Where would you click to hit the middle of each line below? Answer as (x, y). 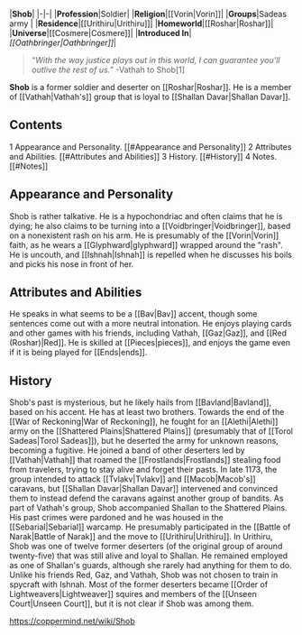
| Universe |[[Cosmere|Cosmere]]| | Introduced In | (101, 33)
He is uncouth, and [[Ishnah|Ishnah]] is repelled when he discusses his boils (151, 254)
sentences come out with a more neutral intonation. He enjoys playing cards (151, 324)
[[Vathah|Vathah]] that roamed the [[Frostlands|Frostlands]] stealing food (145, 460)
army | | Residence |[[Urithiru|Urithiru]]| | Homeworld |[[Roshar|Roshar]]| (142, 23)
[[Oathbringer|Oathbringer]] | (63, 42)
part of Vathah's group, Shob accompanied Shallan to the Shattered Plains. (148, 508)
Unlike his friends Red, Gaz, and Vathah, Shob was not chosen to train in (144, 575)
